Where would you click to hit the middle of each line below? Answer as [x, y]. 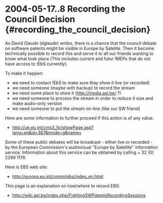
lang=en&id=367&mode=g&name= [47, 132]
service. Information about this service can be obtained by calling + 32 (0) [80, 152]
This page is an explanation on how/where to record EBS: [63, 185]
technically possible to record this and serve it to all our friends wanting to [79, 53]
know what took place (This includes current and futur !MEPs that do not [78, 58]
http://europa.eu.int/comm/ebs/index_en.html [58, 176]
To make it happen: [24, 73]
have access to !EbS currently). [36, 64]
